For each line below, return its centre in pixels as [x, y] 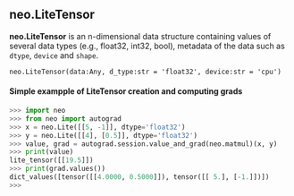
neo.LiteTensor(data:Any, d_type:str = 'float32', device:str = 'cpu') [145, 72]
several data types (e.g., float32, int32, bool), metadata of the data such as [147, 46]
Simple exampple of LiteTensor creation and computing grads [126, 91]
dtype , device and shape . [54, 55]
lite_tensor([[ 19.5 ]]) [51, 160]
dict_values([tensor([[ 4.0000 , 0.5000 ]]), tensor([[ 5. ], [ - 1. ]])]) [139, 177]
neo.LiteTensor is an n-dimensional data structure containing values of [140, 36]
